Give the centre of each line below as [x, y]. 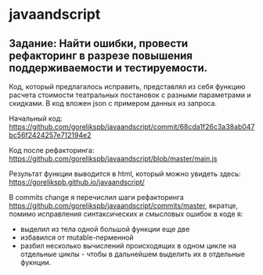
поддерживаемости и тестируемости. [108, 68]
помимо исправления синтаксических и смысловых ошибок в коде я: [126, 214]
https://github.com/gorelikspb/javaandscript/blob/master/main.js [113, 159]
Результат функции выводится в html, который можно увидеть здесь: [125, 174]
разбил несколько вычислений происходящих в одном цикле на [128, 246]
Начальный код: [36, 118]
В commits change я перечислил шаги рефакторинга [97, 197]
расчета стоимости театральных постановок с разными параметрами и [130, 95]
